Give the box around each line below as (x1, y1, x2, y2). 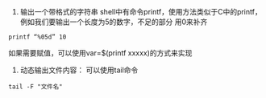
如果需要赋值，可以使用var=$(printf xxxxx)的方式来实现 (8, 48, 193, 58)
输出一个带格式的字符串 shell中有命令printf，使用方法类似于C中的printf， (19, 7, 262, 16)
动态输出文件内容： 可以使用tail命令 (19, 65, 139, 75)
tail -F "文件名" (8, 83, 63, 91)
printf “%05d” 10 (8, 33, 67, 41)
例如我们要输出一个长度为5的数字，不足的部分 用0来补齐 (19, 17, 208, 27)
